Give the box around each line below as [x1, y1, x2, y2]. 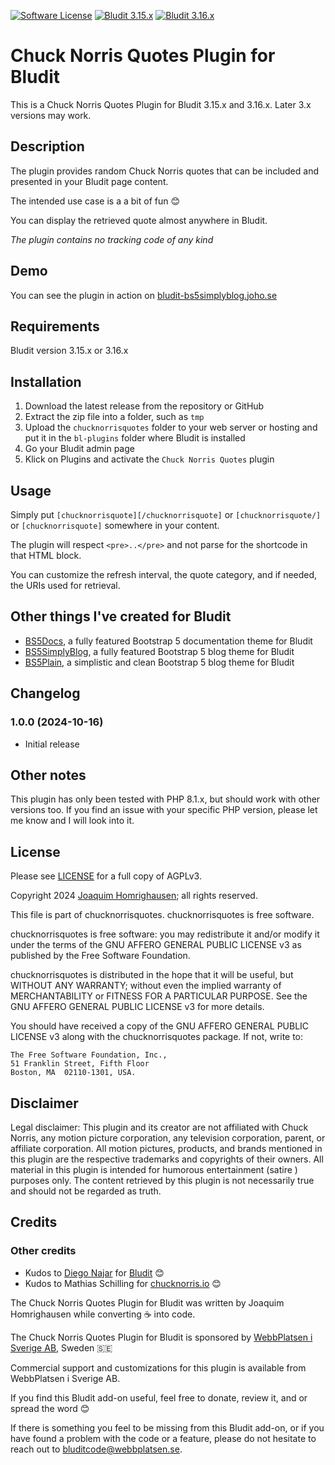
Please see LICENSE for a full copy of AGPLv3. [10, 870, 202, 882]
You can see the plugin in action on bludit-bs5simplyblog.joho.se [10, 289, 278, 301]
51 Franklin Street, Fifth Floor [10, 1059, 150, 1069]
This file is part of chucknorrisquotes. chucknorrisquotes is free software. [10, 909, 315, 921]
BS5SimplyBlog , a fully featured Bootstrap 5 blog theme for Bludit [24, 645, 295, 657]
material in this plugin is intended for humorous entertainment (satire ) [10, 1163, 298, 1175]
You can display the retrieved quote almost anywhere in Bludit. [10, 214, 268, 226]
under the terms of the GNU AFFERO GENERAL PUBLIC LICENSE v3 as [10, 939, 302, 951]
